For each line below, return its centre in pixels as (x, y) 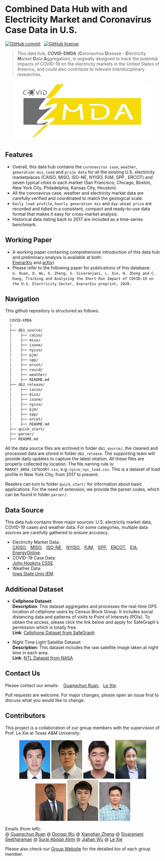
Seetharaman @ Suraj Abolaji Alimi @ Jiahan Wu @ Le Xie (64, 839)
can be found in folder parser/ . (36, 495)
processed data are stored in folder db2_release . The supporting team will (80, 454)
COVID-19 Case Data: (34, 558)
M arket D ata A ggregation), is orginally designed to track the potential (87, 58)
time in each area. (31, 653)
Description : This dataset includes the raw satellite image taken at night (85, 647)
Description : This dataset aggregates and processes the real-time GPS (84, 606)
